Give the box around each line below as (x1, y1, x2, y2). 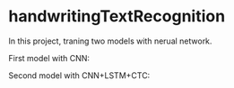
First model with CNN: (8, 52, 91, 63)
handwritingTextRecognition (8, 6, 226, 27)
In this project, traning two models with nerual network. (8, 36, 212, 46)
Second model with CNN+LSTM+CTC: (8, 69, 151, 81)
